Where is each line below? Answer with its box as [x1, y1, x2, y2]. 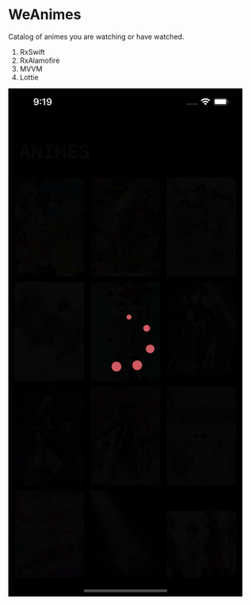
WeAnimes [8, 6, 82, 24]
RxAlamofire [19, 56, 60, 65]
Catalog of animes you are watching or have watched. [8, 32, 184, 41]
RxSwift [19, 47, 45, 56]
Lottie [19, 72, 39, 82]
